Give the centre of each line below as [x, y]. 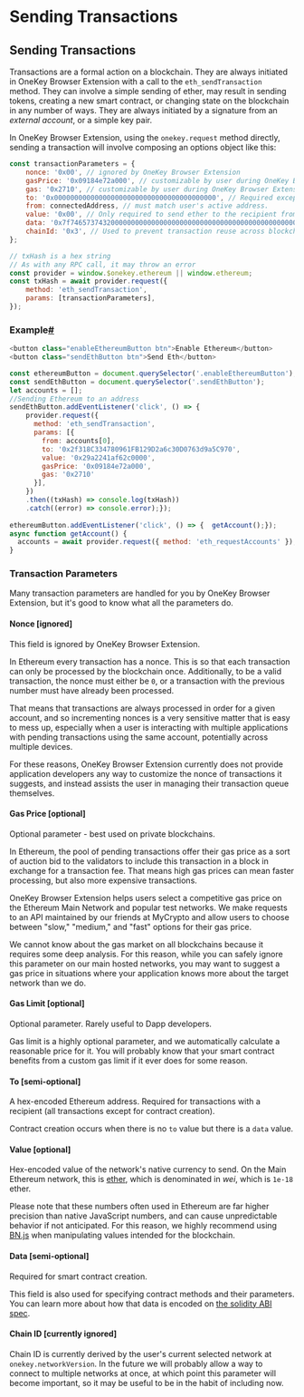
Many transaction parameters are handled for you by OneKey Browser [140, 593]
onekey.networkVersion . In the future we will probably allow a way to [136, 1363]
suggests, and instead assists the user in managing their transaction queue [149, 783]
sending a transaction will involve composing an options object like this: [143, 147]
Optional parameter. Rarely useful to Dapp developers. [111, 1024]
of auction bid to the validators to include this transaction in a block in [139, 861]
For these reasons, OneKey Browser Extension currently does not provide [146, 764]
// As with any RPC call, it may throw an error [103, 265]
